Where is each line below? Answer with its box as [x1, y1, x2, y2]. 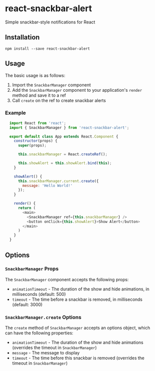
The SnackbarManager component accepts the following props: [5, 276, 129, 282]
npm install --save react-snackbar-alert [5, 46, 90, 51]
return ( [17, 206, 36, 210]
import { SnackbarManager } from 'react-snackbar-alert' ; [9, 125, 130, 130]
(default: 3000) [12, 301, 43, 308]
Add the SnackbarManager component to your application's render [12, 87, 142, 93]
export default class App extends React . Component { [9, 134, 119, 139]
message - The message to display [12, 350, 80, 356]
